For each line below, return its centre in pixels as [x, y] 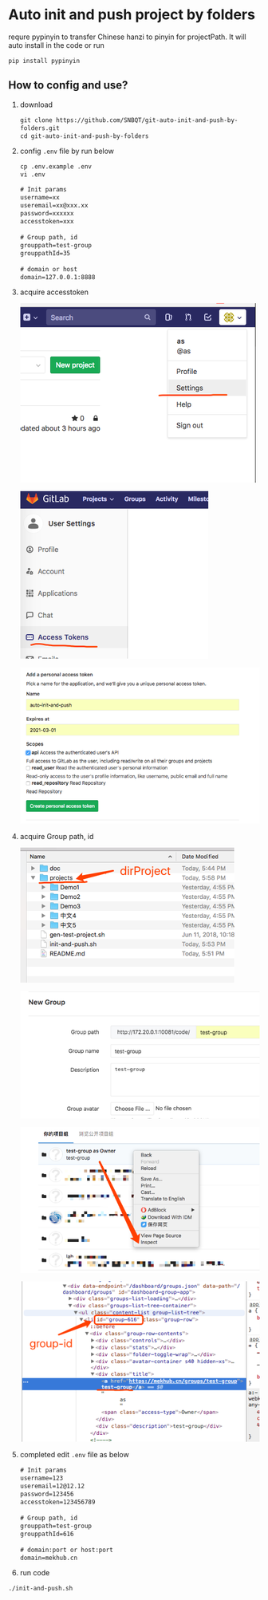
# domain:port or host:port [66, 1550]
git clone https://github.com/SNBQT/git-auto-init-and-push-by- [129, 120]
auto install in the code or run [57, 45]
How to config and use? [68, 85]
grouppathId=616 [47, 1534]
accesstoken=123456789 [57, 1502]
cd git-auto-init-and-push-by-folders [84, 136]
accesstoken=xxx [47, 221]
